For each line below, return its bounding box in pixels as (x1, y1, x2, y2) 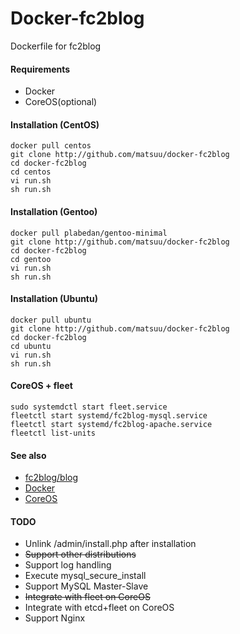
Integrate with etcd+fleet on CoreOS (24, 602, 175, 614)
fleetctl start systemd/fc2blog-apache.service (10, 419, 213, 429)
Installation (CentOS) (10, 118, 100, 131)
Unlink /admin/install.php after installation (24, 538, 197, 550)
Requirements (10, 63, 71, 75)
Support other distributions (24, 548, 137, 561)
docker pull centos (10, 141, 92, 151)
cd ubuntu (10, 341, 52, 351)
